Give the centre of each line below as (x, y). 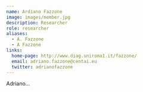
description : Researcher (37, 23)
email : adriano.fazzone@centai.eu (54, 61)
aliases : (17, 34)
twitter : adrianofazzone (42, 67)
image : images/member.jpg (38, 17)
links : (14, 50)
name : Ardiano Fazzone (34, 12)
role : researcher (28, 28)
